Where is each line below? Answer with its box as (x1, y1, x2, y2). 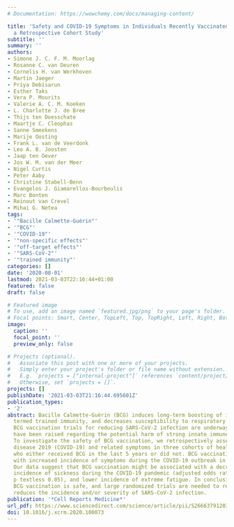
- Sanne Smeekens (7, 126, 58, 133)
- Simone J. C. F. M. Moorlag (7, 55, 95, 63)
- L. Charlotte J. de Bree (7, 107, 86, 114)
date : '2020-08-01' (7, 269, 64, 276)
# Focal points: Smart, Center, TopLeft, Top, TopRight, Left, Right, (7, 315, 217, 322)
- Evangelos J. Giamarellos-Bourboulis (7, 185, 123, 192)
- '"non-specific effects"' (7, 237, 89, 244)
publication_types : (7, 399, 64, 406)
